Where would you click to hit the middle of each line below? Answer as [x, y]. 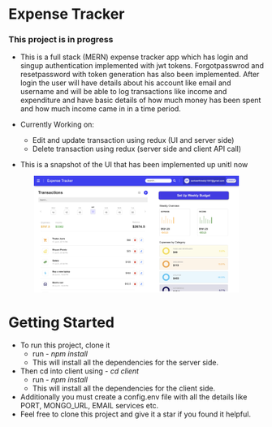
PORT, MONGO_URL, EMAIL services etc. [89, 405]
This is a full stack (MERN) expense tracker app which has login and [134, 57]
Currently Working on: [57, 125]
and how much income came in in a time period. [100, 109]
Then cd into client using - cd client [80, 371]
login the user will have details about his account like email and [125, 83]
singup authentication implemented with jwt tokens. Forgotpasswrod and [142, 66]
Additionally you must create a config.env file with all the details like [134, 397]
